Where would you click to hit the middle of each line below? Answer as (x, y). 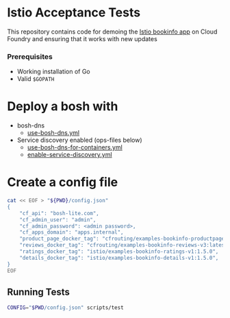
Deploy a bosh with (63, 107)
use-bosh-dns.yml (53, 133)
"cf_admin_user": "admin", (58, 220)
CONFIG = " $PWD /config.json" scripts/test (66, 308)
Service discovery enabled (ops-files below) (79, 140)
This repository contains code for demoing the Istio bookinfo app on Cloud (112, 32)
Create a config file (63, 182)
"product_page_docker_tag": (59, 239)
